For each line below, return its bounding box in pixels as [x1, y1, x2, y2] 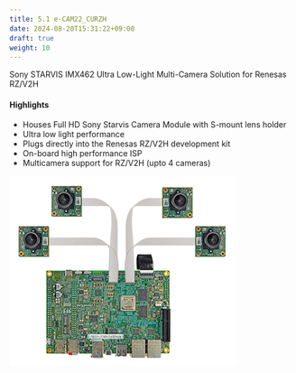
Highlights [9, 99, 50, 110]
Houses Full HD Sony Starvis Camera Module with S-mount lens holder [22, 119, 287, 130]
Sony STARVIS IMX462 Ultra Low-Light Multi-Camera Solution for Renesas [9, 69, 287, 80]
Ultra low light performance [22, 129, 125, 140]
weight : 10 [9, 43, 51, 52]
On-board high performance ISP [22, 148, 143, 159]
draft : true [9, 33, 54, 42]
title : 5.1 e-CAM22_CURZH [9, 14, 106, 23]
